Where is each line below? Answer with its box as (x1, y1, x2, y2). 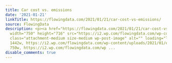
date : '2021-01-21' (5, 12, 47, 17)
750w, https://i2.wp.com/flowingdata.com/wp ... (10, 45, 116, 50)
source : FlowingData (5, 21, 50, 27)
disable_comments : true (5, 50, 56, 55)
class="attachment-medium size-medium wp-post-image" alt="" (10, 36, 143, 41)
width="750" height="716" (10, 31, 66, 36)
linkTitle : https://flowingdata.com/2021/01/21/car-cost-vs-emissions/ (5, 17, 161, 22)
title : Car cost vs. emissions (5, 7, 72, 13)
